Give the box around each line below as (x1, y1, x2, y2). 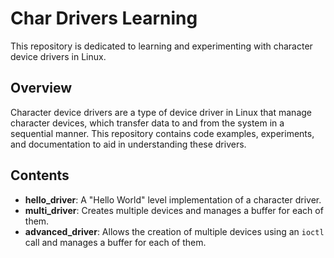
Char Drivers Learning (10, 7, 198, 30)
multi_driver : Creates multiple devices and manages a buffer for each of (24, 204, 324, 216)
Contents (10, 167, 70, 184)
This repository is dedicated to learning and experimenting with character (10, 40, 313, 52)
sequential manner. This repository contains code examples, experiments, (10, 127, 315, 139)
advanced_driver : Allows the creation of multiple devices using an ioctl (24, 225, 325, 237)
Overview (10, 80, 73, 97)
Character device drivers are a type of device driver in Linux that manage (10, 106, 312, 118)
